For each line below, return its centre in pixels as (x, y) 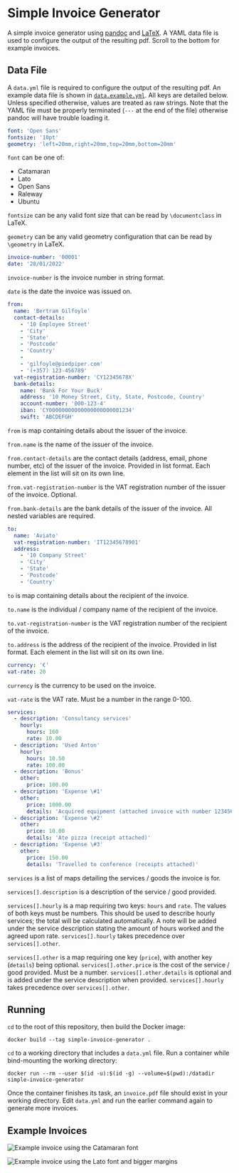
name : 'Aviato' (36, 535)
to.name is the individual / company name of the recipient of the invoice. (113, 609)
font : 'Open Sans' (34, 131)
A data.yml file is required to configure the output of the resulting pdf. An (114, 88)
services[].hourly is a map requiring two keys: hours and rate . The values (117, 905)
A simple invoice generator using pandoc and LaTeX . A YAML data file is (113, 33)
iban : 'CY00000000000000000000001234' (78, 411)
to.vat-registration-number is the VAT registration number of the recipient (117, 623)
